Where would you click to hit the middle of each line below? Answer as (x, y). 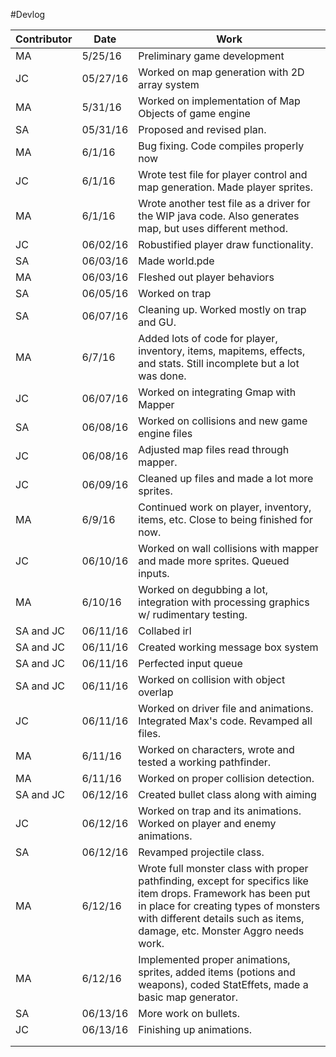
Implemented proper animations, (214, 959)
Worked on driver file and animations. (226, 708)
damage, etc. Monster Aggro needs (221, 931)
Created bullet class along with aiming (227, 794)
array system (169, 84)
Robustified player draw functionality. (226, 244)
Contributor (44, 39)
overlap (156, 692)
